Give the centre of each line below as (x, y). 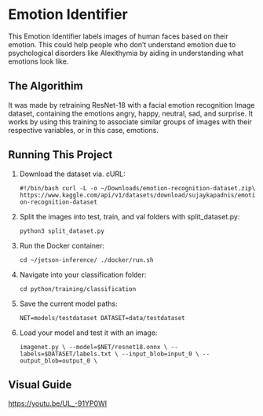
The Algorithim (46, 86)
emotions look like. (38, 61)
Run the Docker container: (62, 245)
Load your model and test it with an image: (88, 333)
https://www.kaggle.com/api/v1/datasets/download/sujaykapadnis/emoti (137, 195)
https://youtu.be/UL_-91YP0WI (58, 403)
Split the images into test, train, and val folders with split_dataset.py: (130, 216)
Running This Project (60, 155)
